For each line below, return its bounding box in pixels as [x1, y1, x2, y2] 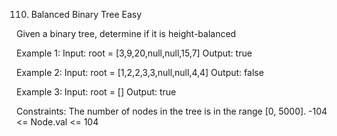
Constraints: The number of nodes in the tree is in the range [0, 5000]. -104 [16, 105, 328, 117]
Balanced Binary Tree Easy [30, 9, 143, 20]
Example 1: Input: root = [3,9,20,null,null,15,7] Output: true [16, 47, 253, 59]
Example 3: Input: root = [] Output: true [16, 86, 177, 98]
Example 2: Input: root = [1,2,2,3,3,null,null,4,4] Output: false [16, 67, 264, 78]
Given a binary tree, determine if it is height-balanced [16, 28, 237, 39]
